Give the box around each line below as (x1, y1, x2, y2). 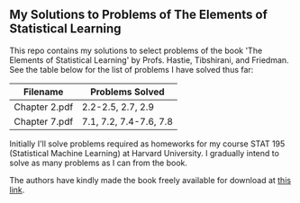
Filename (23, 85, 64, 98)
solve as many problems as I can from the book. (9, 157, 187, 168)
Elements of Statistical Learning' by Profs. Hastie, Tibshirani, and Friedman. (9, 54, 290, 66)
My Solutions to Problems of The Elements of (9, 7, 268, 22)
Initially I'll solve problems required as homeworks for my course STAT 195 (9, 138, 286, 149)
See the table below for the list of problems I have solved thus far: (9, 64, 254, 75)
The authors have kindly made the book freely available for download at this (9, 174, 291, 185)
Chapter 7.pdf (14, 115, 74, 128)
